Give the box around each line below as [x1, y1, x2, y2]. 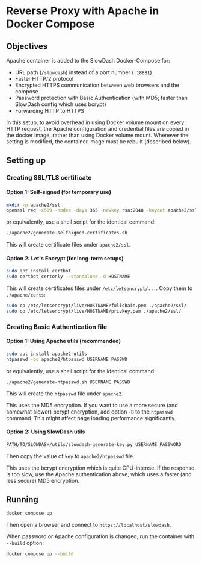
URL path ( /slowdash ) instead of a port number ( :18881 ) [14, 69, 152, 76]
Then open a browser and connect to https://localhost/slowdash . [6, 521, 171, 529]
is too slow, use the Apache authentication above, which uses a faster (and [6, 470, 192, 477]
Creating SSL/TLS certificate [6, 174, 92, 182]
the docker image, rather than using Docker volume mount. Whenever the [6, 131, 189, 139]
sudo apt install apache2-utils [6, 351, 87, 357]
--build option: [6, 539, 44, 547]
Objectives [6, 41, 48, 51]
